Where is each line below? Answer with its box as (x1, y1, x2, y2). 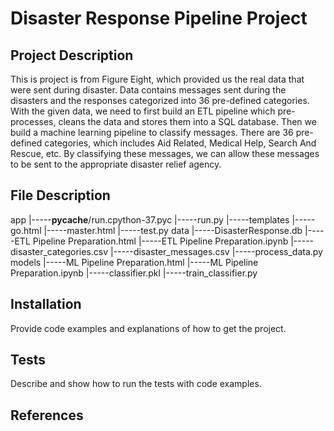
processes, (10, 116, 57, 127)
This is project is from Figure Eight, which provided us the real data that (10, 73, 305, 85)
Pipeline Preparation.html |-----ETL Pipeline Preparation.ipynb (32, 235, 289, 247)
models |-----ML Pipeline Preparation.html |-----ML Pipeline (10, 256, 259, 268)
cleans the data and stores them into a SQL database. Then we (58, 116, 317, 127)
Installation (10, 296, 82, 313)
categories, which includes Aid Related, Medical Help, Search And (44, 137, 317, 149)
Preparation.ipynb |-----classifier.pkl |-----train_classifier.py (10, 267, 258, 279)
